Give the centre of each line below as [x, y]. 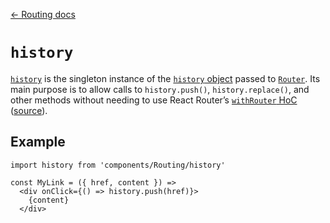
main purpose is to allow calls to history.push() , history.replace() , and [160, 89]
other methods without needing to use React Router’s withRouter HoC [154, 100]
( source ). [29, 110]
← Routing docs [43, 14]
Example [38, 142]
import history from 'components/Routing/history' [118, 165]
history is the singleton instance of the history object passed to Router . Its [165, 78]
